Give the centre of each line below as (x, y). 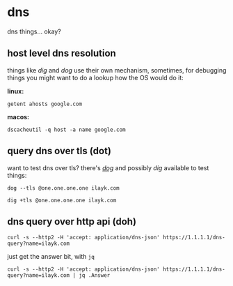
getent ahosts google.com (45, 104)
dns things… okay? (34, 31)
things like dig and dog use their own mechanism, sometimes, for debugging (117, 70)
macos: (18, 116)
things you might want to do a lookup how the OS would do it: (95, 77)
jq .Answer (95, 276)
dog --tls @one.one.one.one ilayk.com (63, 188)
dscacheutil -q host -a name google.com (67, 130)
